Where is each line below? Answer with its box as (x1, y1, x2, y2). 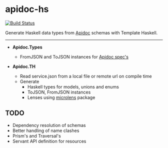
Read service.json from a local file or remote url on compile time (19, 73, 152, 79)
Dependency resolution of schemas (12, 122, 86, 128)
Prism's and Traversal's (12, 132, 61, 138)
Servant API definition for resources (12, 138, 86, 144)
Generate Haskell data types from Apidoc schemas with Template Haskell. (5, 29, 158, 35)
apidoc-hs (5, 3, 49, 15)
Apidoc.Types (12, 44, 42, 50)
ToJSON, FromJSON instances (27, 89, 91, 95)
